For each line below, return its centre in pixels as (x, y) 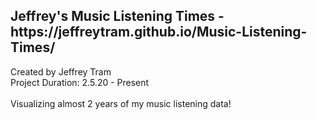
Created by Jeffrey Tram (61, 71)
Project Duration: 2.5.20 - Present (80, 82)
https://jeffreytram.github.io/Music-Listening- (159, 32)
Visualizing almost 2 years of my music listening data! (121, 103)
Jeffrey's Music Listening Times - (117, 16)
